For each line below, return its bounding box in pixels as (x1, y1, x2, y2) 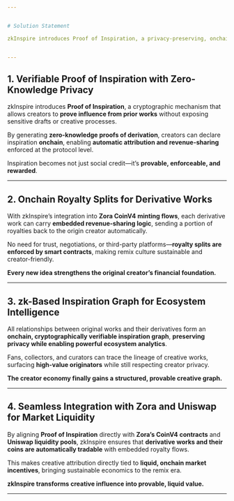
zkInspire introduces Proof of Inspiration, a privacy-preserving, (7, 35, 208, 42)
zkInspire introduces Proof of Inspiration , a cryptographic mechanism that (7, 103, 221, 111)
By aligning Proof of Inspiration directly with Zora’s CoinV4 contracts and (7, 430, 221, 438)
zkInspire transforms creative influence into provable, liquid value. (7, 479, 204, 488)
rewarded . (7, 167, 38, 175)
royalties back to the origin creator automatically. (7, 227, 148, 235)
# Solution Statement (7, 22, 70, 29)
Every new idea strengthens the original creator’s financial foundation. (7, 269, 217, 277)
